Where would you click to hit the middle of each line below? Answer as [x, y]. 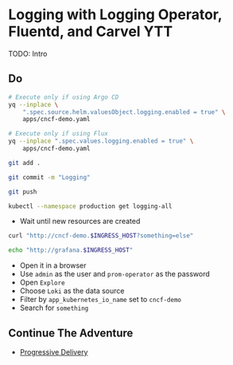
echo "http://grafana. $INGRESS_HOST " [71, 250]
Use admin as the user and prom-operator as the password [115, 274]
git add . [25, 163]
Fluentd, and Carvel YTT [91, 31]
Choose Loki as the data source [72, 291]
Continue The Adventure [71, 333]
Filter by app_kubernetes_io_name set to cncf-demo [100, 300]
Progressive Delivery [54, 351]
